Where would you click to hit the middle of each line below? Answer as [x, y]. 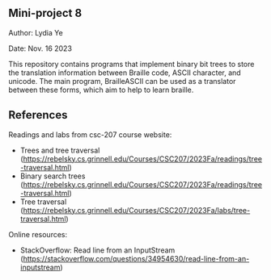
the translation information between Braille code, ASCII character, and [125, 73]
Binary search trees [53, 176]
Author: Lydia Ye [36, 32]
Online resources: [38, 234]
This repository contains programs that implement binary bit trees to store [131, 64]
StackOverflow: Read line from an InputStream [97, 250]
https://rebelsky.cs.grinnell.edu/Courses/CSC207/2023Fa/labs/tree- [137, 210]
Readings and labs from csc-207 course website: [90, 134]
